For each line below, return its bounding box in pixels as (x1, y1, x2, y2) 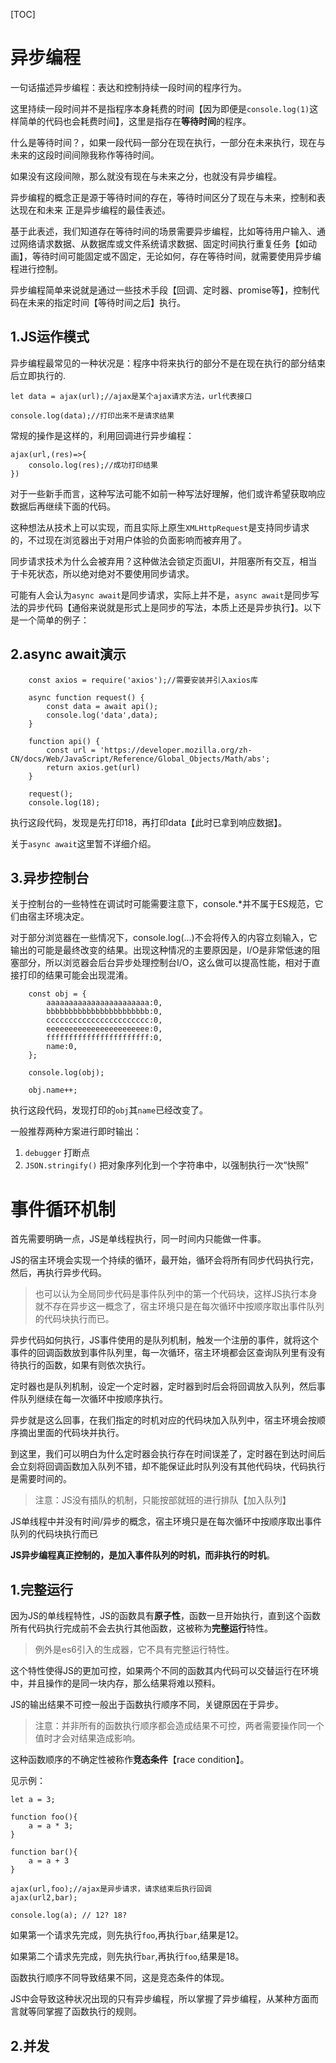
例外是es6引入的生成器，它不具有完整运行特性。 (34, 1644, 235, 1656)
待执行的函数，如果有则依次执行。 (10, 1359, 151, 1371)
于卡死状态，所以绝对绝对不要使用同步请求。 (10, 567, 195, 579)
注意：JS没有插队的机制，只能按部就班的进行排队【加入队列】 (34, 1494, 292, 1506)
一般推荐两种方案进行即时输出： (10, 1125, 142, 1138)
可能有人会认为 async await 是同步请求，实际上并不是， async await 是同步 (10, 589, 311, 601)
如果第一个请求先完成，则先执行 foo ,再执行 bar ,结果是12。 (10, 1929, 245, 1941)
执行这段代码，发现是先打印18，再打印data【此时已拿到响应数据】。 (10, 816, 288, 828)
